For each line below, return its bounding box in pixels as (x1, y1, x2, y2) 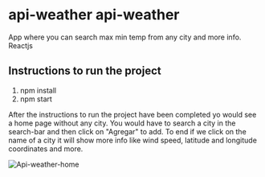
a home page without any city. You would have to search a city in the (8, 118, 236, 128)
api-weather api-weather (8, 6, 180, 24)
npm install (19, 85, 57, 95)
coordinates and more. (8, 143, 84, 154)
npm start (19, 94, 52, 104)
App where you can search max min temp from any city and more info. (8, 32, 242, 42)
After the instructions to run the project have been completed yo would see (8, 109, 257, 119)
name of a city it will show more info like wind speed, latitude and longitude (8, 135, 257, 145)
